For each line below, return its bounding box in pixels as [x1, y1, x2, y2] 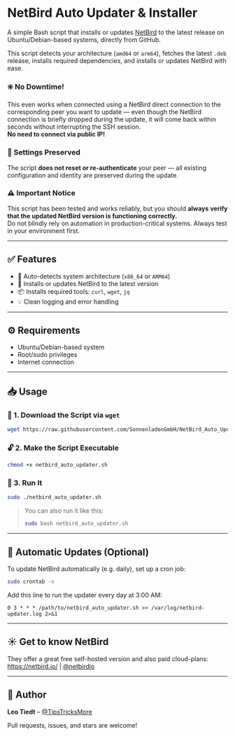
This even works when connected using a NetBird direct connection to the [7, 100, 222, 109]
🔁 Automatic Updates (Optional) [7, 546, 149, 558]
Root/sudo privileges [17, 351, 78, 359]
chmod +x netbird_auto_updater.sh [7, 462, 108, 469]
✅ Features [7, 253, 57, 265]
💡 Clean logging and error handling [17, 297, 119, 306]
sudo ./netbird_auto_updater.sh [7, 494, 101, 501]
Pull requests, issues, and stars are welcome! [7, 721, 138, 729]
